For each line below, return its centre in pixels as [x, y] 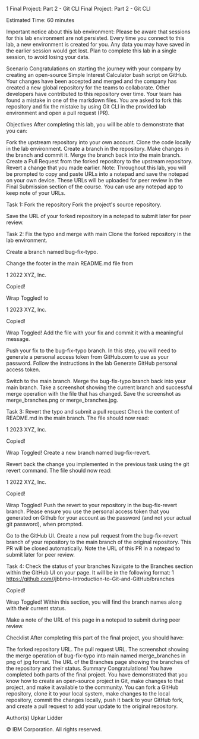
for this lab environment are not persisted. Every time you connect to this [95, 38]
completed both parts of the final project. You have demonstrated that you [97, 675]
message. [18, 339]
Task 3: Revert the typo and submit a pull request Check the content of [93, 412]
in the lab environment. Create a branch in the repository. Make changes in [97, 149]
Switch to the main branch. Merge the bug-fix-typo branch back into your [96, 381]
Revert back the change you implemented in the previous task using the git [98, 464]
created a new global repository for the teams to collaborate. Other [88, 88]
